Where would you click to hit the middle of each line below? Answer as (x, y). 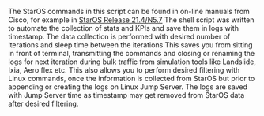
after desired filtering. (43, 103)
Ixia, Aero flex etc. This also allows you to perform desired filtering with (124, 70)
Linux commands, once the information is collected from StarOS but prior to (132, 79)
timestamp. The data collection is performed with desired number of (119, 36)
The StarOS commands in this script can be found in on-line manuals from (129, 11)
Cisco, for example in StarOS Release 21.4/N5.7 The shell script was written (131, 20)
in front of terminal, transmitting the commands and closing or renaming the (132, 53)
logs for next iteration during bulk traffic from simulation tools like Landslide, (132, 62)
